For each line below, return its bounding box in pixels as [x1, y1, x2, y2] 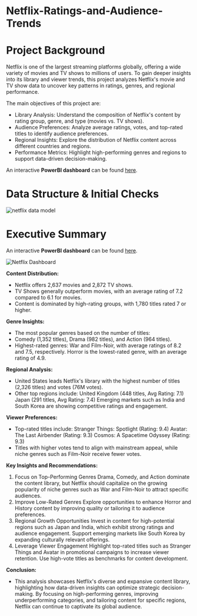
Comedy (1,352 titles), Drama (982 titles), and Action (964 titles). [14, 335, 172, 343]
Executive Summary [6, 227, 107, 241]
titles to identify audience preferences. [14, 130, 109, 137]
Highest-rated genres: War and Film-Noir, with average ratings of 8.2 [14, 342, 182, 349]
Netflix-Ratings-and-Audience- [6, 4, 163, 18]
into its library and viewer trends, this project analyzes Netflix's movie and [6, 76, 185, 83]
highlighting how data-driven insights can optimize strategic [14, 584, 161, 591]
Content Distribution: [6, 270, 59, 277]
